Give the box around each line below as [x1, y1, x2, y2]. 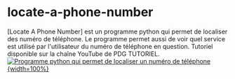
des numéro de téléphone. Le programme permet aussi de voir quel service [7, 34, 226, 43]
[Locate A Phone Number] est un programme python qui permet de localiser [7, 27, 228, 36]
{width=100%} [7, 64, 49, 73]
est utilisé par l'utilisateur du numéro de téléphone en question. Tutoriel [7, 42, 213, 50]
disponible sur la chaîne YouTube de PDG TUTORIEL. [7, 50, 160, 58]
